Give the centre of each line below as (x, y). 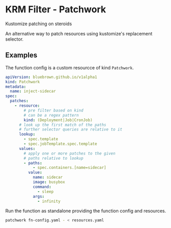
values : (27, 148)
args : (38, 196)
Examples (21, 55)
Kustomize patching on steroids (39, 24)
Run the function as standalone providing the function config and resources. (86, 211)
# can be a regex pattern (51, 115)
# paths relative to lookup (54, 158)
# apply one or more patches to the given (70, 153)
